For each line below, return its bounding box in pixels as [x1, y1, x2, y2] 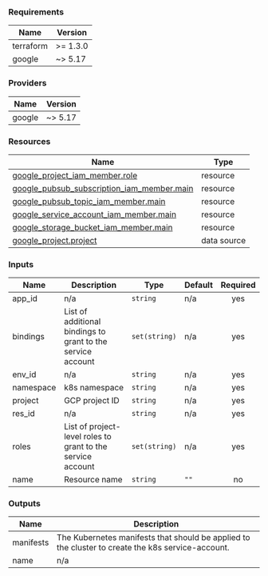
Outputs [8, 498, 41, 510]
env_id [12, 369, 37, 380]
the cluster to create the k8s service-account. [57, 542, 230, 554]
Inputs [8, 258, 34, 270]
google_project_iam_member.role [12, 170, 138, 181]
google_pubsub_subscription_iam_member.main [12, 182, 194, 194]
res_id [12, 408, 36, 419]
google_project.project [12, 234, 97, 246]
